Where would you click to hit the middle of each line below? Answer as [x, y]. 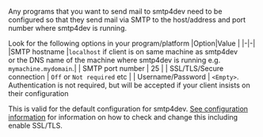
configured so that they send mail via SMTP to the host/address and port [127, 20]
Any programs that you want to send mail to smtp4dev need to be [115, 11]
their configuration [38, 93]
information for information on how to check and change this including [123, 117]
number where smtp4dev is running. [67, 28]
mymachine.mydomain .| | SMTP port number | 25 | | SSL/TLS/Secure [116, 68]
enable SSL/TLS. [36, 126]
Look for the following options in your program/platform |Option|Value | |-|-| [132, 43]
